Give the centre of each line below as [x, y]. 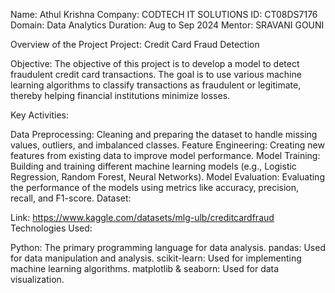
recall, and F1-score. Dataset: [71, 198]
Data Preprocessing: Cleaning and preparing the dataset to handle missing [164, 134]
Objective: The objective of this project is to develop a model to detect [155, 63]
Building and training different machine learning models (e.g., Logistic [153, 166]
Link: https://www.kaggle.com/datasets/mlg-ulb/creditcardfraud [142, 217]
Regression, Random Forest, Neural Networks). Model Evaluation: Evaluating [167, 177]
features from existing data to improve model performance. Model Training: [165, 155]
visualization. [37, 279]
